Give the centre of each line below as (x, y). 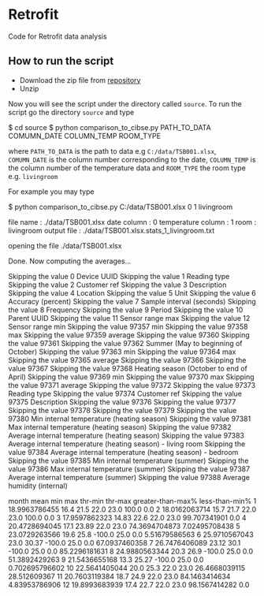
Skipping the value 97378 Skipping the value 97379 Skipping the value (123, 410)
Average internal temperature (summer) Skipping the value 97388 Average (129, 477)
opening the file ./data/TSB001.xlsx (65, 245)
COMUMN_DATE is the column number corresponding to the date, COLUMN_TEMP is (132, 159)
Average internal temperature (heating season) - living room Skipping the (127, 444)
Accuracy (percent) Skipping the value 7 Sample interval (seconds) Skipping (132, 301)
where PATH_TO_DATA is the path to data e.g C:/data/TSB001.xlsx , (112, 151)
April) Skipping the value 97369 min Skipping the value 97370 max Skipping (131, 377)
